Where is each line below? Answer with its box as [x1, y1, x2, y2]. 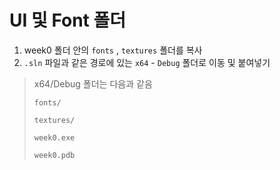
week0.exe [33, 132, 76, 143]
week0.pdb [33, 150, 76, 160]
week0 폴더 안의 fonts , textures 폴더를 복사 [23, 44, 203, 56]
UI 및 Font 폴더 [9, 9, 127, 32]
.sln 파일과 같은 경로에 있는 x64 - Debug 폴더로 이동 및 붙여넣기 [23, 56, 271, 68]
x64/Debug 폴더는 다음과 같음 [33, 77, 153, 90]
